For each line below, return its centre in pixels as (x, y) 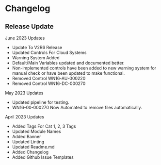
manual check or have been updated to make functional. (68, 73)
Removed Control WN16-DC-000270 (49, 83)
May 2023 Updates (24, 93)
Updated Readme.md (33, 147)
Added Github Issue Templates (43, 157)
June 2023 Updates (25, 38)
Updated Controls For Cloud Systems (49, 52)
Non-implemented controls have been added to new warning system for (84, 68)
